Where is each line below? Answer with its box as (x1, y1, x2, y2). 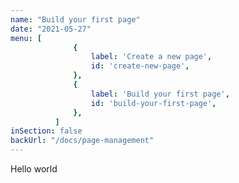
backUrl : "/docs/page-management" (10, 136, 155, 146)
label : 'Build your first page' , (90, 89, 230, 99)
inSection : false (10, 126, 83, 136)
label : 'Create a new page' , (90, 52, 213, 62)
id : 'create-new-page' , (90, 61, 190, 71)
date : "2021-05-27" (10, 24, 92, 34)
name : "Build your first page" (10, 14, 141, 25)
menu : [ (10, 33, 43, 43)
